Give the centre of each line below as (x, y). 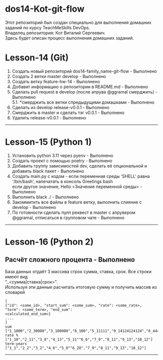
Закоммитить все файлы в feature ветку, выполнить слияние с (77, 202)
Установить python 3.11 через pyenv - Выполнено (63, 155)
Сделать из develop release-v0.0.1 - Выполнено (61, 107)
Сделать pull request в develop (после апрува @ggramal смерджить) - (85, 92)
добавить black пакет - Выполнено (48, 171)
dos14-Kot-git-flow (45, 9)
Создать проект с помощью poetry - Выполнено (62, 161)
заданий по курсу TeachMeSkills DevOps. (48, 27)
